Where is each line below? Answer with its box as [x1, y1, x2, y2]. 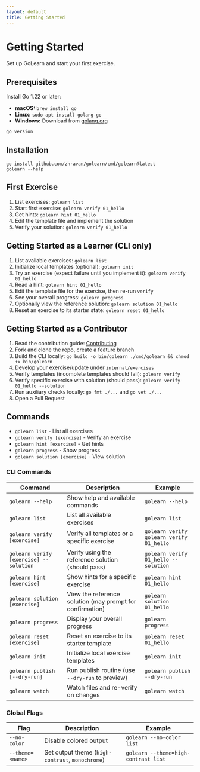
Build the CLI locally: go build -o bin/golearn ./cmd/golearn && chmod [14, 352, 189, 359]
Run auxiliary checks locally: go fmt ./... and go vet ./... [14, 388, 162, 395]
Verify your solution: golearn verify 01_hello [14, 223, 127, 231]
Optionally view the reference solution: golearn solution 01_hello [14, 300, 178, 307]
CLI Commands [6, 468, 52, 476]
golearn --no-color [126, 734, 182, 741]
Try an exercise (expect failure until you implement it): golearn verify [14, 269, 186, 277]
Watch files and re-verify [67, 683, 137, 691]
